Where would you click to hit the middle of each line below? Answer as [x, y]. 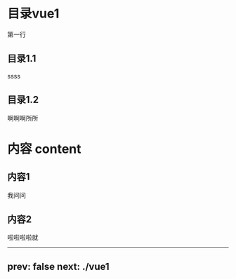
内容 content [45, 149]
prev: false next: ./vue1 [59, 266]
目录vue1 [33, 14]
